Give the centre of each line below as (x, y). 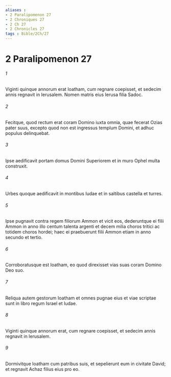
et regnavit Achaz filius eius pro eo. (43, 369)
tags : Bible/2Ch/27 (27, 34)
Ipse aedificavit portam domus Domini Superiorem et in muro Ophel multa (83, 160)
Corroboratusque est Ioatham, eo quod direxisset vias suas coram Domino (83, 265)
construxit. (17, 166)
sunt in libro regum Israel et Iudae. (41, 303)
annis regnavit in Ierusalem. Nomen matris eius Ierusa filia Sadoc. (74, 95)
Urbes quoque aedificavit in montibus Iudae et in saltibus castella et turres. (84, 194)
